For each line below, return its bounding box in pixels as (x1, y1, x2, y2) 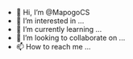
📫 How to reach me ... (15, 42, 91, 51)
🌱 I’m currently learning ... (15, 25, 102, 33)
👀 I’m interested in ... (15, 16, 85, 26)
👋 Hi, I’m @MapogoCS (15, 8, 90, 17)
